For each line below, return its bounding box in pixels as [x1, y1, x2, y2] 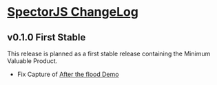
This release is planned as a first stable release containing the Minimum [7, 49, 211, 58]
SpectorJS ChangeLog [7, 4, 139, 20]
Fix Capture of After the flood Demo [17, 70, 119, 78]
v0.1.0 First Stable [7, 32, 86, 43]
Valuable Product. [7, 57, 58, 65]
